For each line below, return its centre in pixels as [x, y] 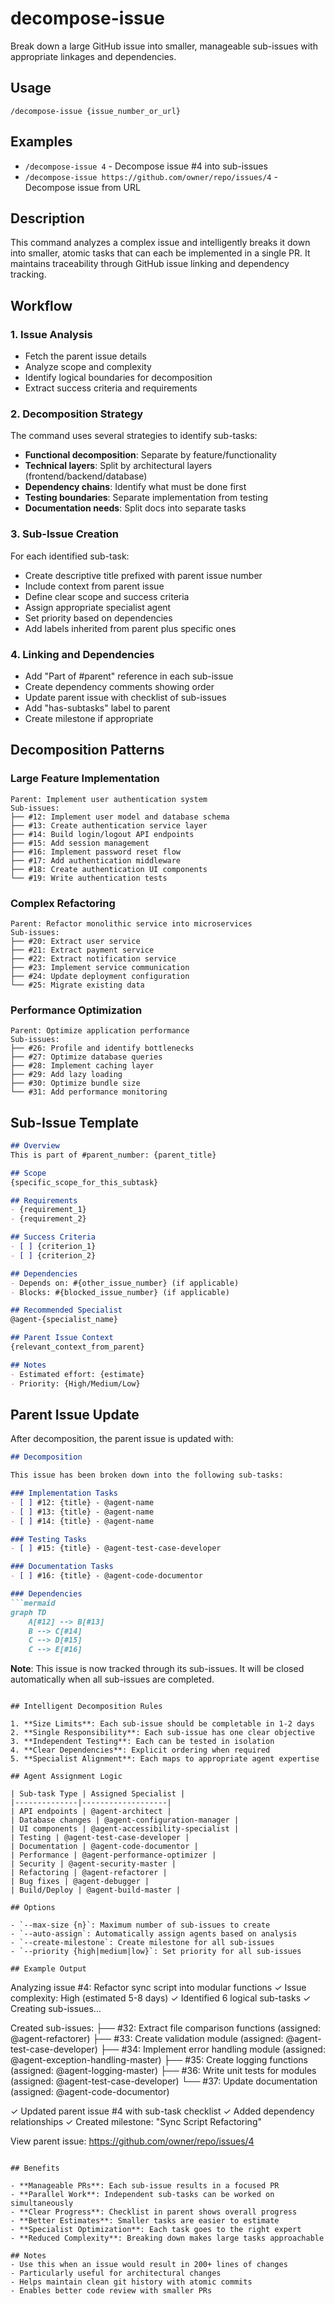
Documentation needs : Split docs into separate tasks [135, 508]
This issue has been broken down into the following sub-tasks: [147, 1475]
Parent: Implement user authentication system [109, 799]
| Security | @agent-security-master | [93, 1864]
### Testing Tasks [48, 1539]
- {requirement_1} [48, 1210]
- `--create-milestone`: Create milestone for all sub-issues [142, 1943]
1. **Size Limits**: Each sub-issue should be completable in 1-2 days [162, 1724]
